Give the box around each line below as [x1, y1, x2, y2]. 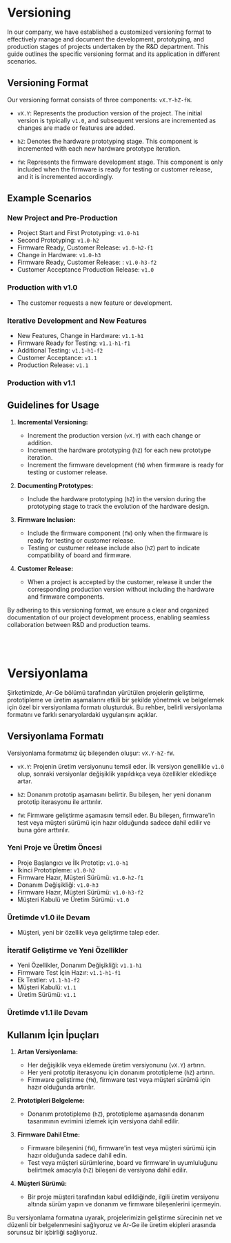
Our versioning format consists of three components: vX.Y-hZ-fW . [7, 95, 192, 104]
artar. [17, 776, 33, 785]
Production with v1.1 [7, 378, 76, 388]
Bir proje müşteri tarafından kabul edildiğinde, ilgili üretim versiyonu [27, 1193, 219, 1201]
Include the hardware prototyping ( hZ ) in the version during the [27, 494, 206, 503]
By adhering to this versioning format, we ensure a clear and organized [7, 606, 209, 614]
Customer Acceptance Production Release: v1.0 [17, 265, 154, 274]
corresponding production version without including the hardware [27, 585, 215, 593]
